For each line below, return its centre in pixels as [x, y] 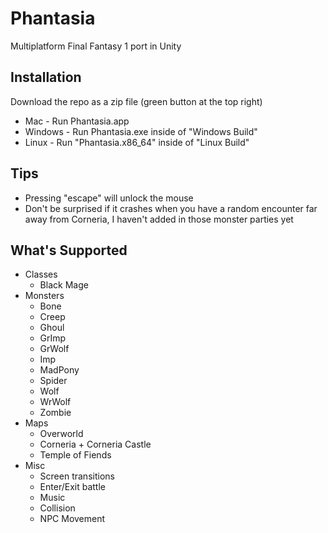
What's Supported [69, 250]
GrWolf [54, 349]
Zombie [55, 413]
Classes [41, 274]
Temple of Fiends [75, 455]
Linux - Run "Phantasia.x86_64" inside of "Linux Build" [137, 142]
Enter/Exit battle [72, 487]
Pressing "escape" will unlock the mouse [109, 198]
